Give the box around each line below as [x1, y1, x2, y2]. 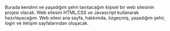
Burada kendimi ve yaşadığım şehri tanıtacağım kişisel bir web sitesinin [5, 4, 155, 10]
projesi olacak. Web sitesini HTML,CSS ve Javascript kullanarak [5, 9, 139, 15]
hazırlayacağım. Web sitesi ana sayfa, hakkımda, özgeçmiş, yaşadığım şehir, [5, 15, 166, 20]
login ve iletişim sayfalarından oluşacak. [5, 20, 89, 26]
